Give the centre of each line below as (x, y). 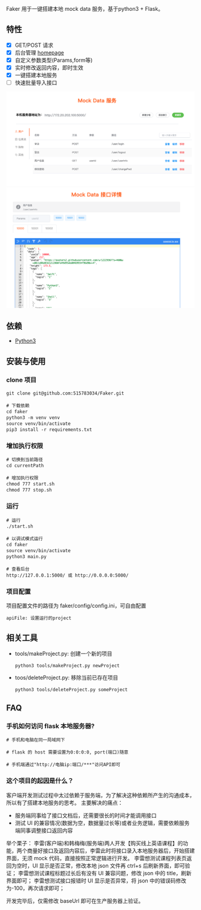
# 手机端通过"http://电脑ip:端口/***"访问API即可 (63, 765)
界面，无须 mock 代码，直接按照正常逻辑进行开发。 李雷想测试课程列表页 (97, 858)
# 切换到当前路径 (25, 460)
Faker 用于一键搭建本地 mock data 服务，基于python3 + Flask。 (85, 9)
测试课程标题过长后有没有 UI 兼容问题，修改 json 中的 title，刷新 (113, 873)
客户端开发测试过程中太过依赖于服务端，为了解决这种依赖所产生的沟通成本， (100, 795)
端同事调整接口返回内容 (44, 830)
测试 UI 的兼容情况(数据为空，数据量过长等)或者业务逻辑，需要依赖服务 (102, 822)
